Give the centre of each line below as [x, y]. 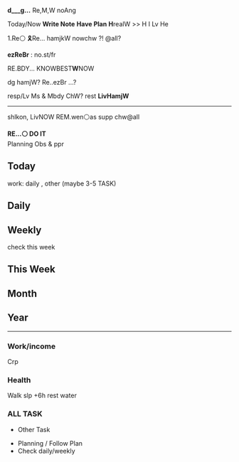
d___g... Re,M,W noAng [42, 10]
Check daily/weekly [47, 451]
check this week [31, 247]
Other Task [34, 429]
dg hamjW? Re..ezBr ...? [42, 82]
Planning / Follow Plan [50, 443]
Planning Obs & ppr [36, 144]
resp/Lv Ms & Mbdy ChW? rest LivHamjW [68, 96]
